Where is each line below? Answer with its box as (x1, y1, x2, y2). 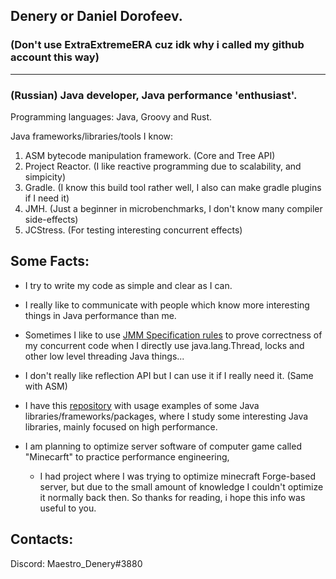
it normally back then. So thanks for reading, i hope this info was (39, 491, 306, 503)
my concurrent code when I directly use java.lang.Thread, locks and (24, 339, 305, 351)
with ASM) (24, 380, 68, 392)
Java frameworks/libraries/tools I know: (10, 130, 174, 142)
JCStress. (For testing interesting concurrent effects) (24, 224, 243, 236)
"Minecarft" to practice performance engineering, (24, 450, 230, 463)
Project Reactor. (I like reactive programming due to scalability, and (24, 160, 302, 172)
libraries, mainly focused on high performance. (24, 420, 218, 433)
